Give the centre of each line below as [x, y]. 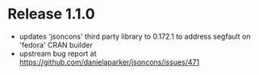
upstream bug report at [58, 53]
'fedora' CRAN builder [56, 44]
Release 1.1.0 [51, 14]
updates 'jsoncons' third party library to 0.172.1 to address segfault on [135, 36]
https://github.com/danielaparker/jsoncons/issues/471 [109, 62]
